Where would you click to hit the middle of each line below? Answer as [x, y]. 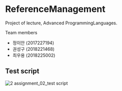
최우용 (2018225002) [34, 55]
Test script [22, 71]
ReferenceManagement [55, 9]
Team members [21, 32]
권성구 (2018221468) [33, 49]
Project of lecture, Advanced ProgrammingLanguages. [61, 23]
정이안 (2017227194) [33, 43]
